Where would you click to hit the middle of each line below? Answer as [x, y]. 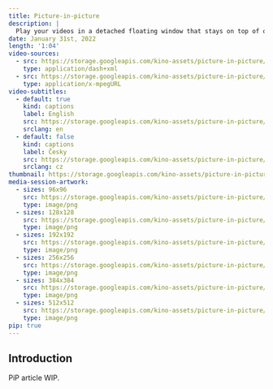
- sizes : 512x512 [45, 303]
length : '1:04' [34, 46]
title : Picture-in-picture [54, 16]
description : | [34, 24]
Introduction [41, 358]
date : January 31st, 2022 [52, 39]
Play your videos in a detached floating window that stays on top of [138, 31]
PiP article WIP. [34, 378]
